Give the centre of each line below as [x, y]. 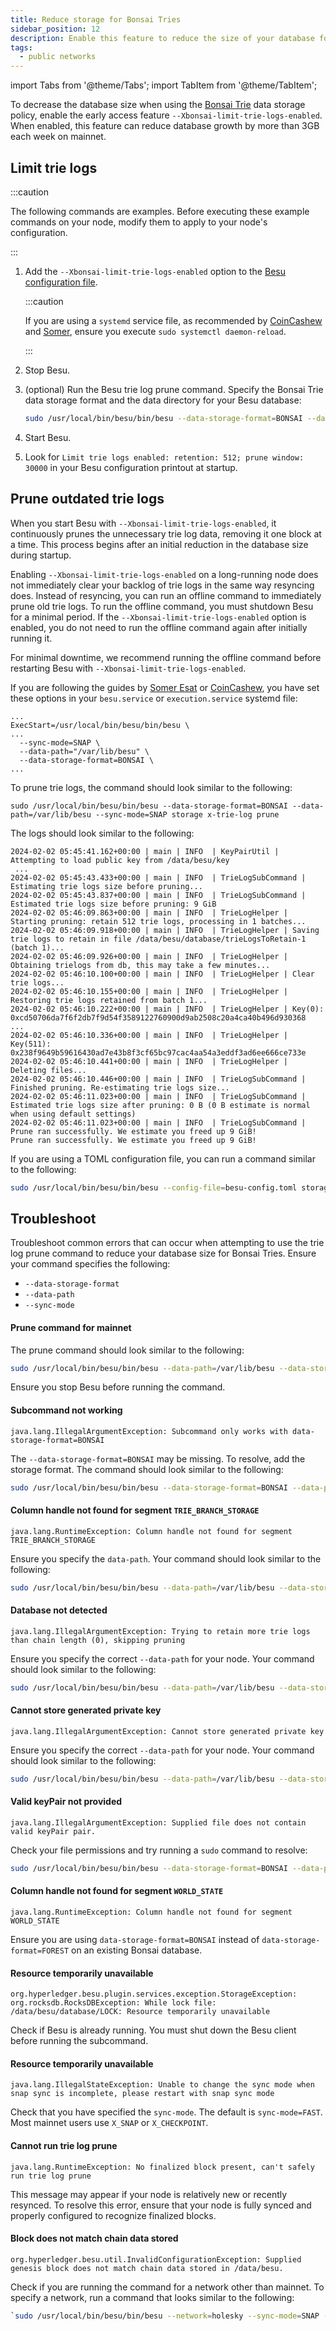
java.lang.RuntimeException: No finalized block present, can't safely [162, 2167]
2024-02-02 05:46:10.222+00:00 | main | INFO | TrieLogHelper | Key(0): [167, 1009]
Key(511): [31, 1044]
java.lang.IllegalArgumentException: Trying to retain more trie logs [160, 1631]
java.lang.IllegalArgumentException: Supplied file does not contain [158, 1822]
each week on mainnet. [58, 137]
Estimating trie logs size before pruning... [106, 886]
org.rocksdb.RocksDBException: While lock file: [113, 2003]
